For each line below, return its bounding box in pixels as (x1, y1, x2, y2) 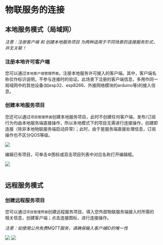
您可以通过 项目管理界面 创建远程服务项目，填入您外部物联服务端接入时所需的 (5, 209, 154, 215)
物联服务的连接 (5, 4, 65, 16)
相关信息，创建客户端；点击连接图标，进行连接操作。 (5, 215, 112, 221)
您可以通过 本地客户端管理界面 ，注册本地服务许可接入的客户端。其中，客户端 (5, 70, 153, 76)
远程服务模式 (5, 181, 44, 189)
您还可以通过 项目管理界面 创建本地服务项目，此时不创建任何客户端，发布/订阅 (5, 114, 156, 119)
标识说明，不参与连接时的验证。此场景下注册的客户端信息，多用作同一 (17, 76, 158, 82)
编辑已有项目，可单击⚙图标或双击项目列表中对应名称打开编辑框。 (5, 151, 137, 157)
